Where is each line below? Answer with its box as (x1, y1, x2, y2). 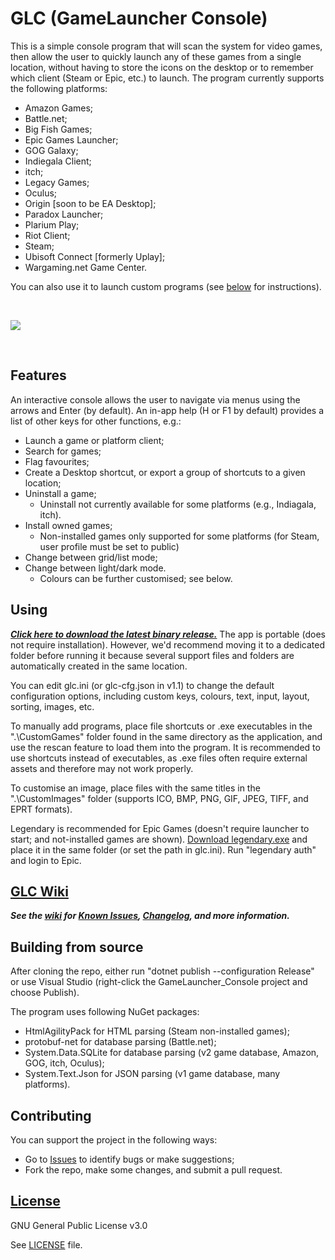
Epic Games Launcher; (24, 133, 119, 146)
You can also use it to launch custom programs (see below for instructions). (10, 280, 322, 292)
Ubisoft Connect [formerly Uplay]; (24, 250, 166, 262)
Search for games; (24, 445, 102, 457)
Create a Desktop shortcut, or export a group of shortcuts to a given (24, 466, 306, 478)
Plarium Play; (24, 218, 80, 231)
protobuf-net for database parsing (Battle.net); (24, 1036, 217, 1048)
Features (10, 367, 67, 384)
